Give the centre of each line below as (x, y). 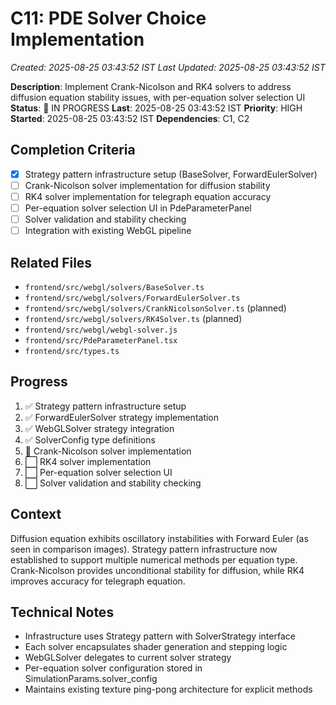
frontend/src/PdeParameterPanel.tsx (101, 340)
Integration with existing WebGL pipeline (108, 231)
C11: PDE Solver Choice (108, 18)
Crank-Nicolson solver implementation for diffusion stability (147, 185)
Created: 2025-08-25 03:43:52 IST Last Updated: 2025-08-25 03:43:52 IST (168, 67)
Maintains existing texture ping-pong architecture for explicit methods (168, 689)
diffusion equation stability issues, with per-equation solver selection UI (158, 97)
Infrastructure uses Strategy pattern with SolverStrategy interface (160, 636)
